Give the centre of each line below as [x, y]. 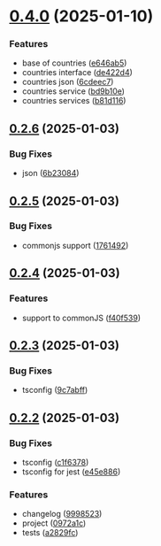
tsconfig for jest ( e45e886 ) [71, 472]
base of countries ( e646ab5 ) [74, 63]
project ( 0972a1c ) [54, 523]
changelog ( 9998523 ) [62, 514]
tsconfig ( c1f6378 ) [55, 462]
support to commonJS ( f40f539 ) [81, 318]
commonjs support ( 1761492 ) [75, 245]
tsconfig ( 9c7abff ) [55, 390]
